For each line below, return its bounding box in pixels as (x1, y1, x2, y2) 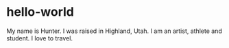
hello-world (6, 4, 75, 20)
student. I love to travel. (6, 34, 73, 42)
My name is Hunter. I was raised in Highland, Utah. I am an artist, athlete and (6, 27, 222, 35)
